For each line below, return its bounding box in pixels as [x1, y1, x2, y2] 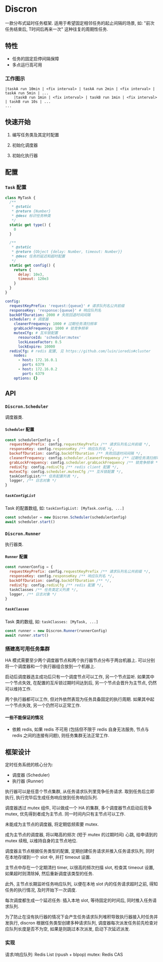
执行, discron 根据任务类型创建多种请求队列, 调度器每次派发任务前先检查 [9, 920, 154, 926]
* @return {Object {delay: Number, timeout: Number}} [11, 249, 123, 254]
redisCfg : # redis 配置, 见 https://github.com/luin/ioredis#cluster [9, 349, 151, 353]
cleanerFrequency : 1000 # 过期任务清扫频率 [14, 321, 97, 327]
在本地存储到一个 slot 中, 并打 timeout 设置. [5, 854, 91, 860]
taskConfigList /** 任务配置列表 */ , [9, 474, 79, 479]
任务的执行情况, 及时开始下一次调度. [5, 887, 77, 893]
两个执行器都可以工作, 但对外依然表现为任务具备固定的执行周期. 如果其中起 [5, 696, 154, 702]
